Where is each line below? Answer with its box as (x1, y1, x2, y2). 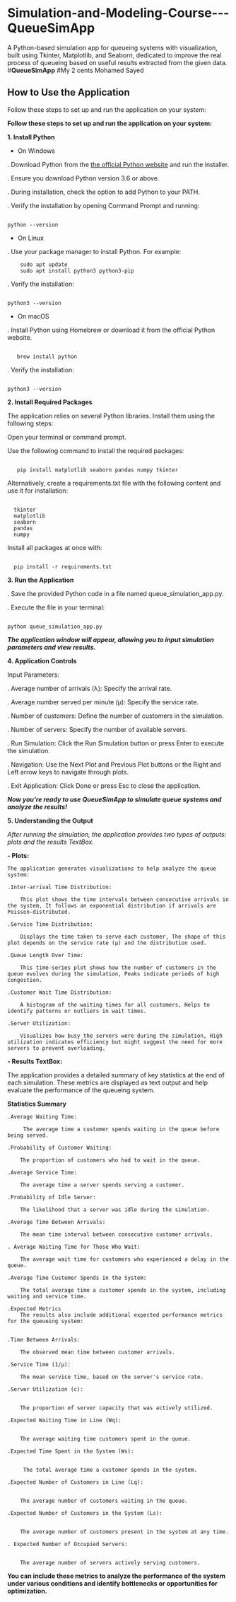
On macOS (17, 311, 49, 320)
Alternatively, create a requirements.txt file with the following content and (7, 479, 221, 487)
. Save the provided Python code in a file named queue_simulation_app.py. (7, 589, 224, 597)
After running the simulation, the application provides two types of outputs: (7, 830, 227, 838)
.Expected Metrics (7, 1305, 61, 1312)
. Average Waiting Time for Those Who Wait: (7, 1243, 141, 1250)
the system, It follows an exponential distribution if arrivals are (7, 902, 217, 909)
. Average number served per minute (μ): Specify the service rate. (7, 697, 199, 706)
